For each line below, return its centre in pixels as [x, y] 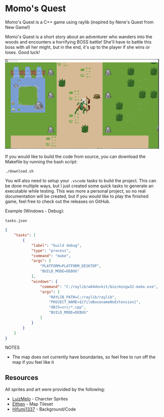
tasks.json [16, 221]
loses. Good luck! [22, 52]
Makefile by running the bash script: [41, 162]
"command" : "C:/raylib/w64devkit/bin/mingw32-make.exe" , [99, 286]
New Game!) [18, 27]
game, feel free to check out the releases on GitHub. [58, 201]
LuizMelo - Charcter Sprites [40, 399]
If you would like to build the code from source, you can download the [75, 156]
